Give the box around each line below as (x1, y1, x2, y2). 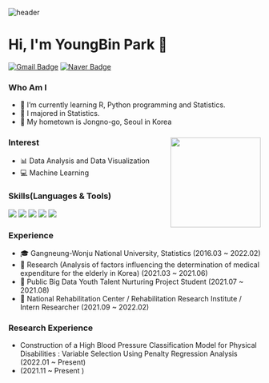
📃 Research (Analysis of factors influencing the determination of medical (19, 260, 260, 269)
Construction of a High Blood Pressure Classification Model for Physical (19, 341, 258, 350)
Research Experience (8, 322, 94, 333)
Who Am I (8, 82, 47, 93)
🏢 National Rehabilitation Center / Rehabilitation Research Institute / (19, 294, 243, 304)
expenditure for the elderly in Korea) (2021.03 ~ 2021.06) (19, 269, 208, 278)
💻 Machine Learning (19, 168, 90, 178)
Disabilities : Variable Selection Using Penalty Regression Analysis (19, 349, 238, 359)
